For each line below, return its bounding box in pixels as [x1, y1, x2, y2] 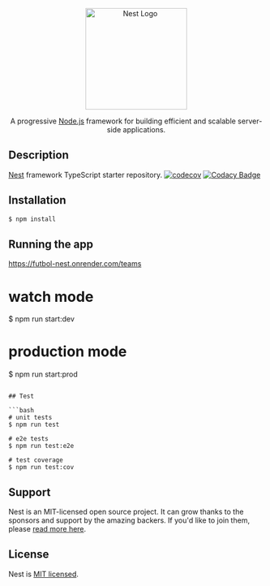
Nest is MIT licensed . [8, 569, 79, 579]
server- [238, 116, 263, 126]
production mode [8, 343, 127, 361]
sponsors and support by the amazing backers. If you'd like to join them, [8, 515, 250, 525]
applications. [122, 125, 166, 134]
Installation [8, 193, 66, 207]
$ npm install [8, 215, 57, 223]
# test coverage [8, 456, 63, 464]
